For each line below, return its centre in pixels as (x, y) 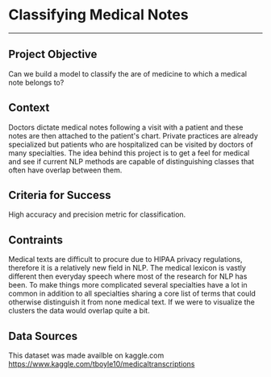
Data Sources (43, 336)
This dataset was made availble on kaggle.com (86, 355)
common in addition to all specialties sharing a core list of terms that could (132, 294)
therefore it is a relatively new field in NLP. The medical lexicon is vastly (127, 268)
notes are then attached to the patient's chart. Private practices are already (133, 135)
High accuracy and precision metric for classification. (97, 214)
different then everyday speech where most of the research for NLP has (128, 276)
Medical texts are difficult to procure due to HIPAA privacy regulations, (126, 259)
